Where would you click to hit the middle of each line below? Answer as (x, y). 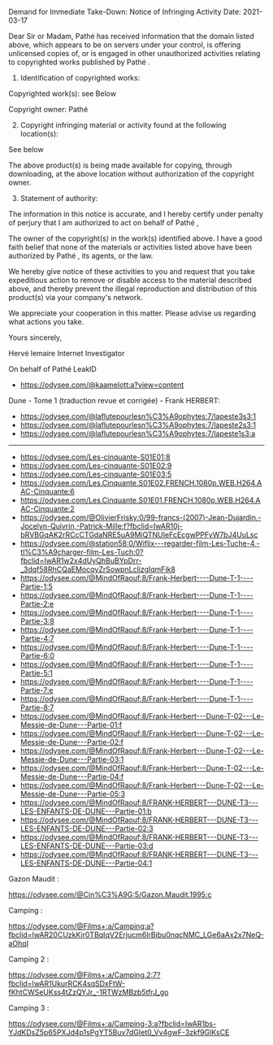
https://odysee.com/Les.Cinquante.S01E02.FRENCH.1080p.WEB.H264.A (141, 483)
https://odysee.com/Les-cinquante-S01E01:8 (95, 457)
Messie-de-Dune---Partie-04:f (72, 777)
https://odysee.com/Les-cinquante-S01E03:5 (96, 474)
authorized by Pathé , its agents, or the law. (81, 256)
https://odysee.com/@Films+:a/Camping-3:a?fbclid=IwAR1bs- (113, 1023)
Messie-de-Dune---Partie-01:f (71, 725)
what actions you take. (46, 322)
